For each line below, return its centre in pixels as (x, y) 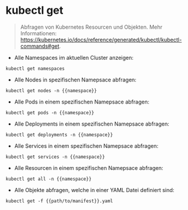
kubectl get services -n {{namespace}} (55, 157)
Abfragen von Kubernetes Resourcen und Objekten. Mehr (91, 27)
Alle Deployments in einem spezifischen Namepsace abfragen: (92, 124)
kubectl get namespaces (35, 69)
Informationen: (38, 33)
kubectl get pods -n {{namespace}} (50, 112)
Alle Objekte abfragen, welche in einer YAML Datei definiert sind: (94, 190)
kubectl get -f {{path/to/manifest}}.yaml (59, 201)
